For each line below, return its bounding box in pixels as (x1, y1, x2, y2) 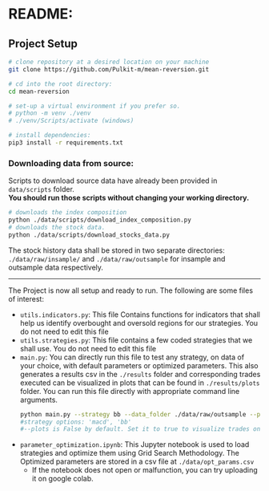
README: (8, 5, 74, 23)
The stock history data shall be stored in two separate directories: (8, 245, 226, 255)
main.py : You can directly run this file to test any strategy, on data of (19, 352, 245, 362)
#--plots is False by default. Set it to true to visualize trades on (19, 425, 261, 433)
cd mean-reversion (8, 87, 70, 95)
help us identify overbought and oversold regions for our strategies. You (19, 318, 259, 327)
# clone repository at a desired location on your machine (8, 58, 210, 66)
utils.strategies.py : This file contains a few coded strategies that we (19, 335, 253, 345)
